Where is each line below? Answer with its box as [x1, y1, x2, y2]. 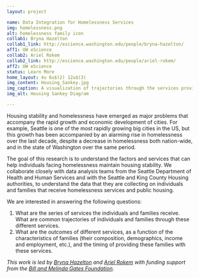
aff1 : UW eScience [6, 47, 52, 53]
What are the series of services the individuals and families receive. [15, 209, 180, 216]
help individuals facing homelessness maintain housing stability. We [6, 161, 172, 169]
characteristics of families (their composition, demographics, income [15, 234, 183, 241]
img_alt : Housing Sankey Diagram [6, 91, 89, 97]
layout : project [6, 8, 47, 15]
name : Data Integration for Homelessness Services [6, 19, 134, 25]
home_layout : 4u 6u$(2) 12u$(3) [6, 75, 86, 80]
